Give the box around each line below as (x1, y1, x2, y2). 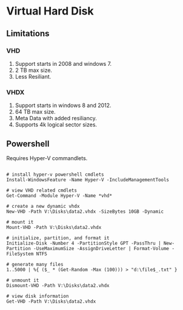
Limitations (6, 28, 50, 39)
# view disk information (6, 293, 69, 299)
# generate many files (6, 261, 64, 267)
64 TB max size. (15, 108, 56, 115)
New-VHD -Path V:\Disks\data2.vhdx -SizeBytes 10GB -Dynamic (6, 208, 164, 215)
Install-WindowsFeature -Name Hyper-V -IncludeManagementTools (6, 176, 170, 182)
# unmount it (6, 277, 39, 283)
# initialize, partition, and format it (6, 234, 110, 241)
